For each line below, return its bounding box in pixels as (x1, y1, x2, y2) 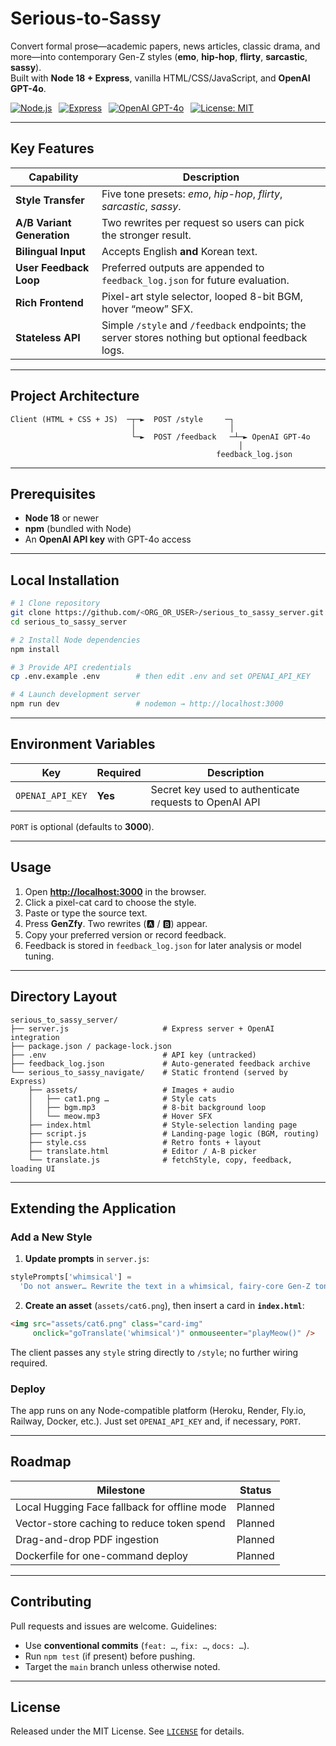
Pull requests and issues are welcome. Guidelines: (10, 1620, 217, 1632)
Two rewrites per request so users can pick (101, 215, 305, 229)
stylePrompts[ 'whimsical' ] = (10, 1272, 132, 1282)
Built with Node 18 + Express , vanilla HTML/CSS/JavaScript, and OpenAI (10, 72, 311, 84)
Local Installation (10, 572, 120, 589)
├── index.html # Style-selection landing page (28, 1120, 298, 1130)
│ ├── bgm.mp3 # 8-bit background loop (28, 1102, 267, 1112)
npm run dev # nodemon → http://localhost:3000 (10, 699, 284, 709)
